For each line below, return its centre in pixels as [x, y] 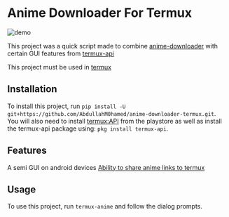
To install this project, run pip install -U [67, 106]
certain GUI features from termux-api [61, 53]
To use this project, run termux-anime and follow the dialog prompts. [105, 206]
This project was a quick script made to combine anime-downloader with [113, 46]
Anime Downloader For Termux [100, 13]
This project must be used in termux [60, 67]
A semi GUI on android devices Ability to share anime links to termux [106, 167]
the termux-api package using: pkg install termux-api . [88, 129]
